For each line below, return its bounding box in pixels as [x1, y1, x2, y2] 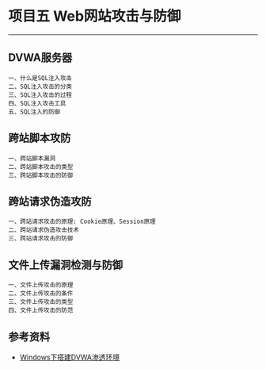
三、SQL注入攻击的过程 [8, 90, 73, 99]
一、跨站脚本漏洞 [8, 154, 56, 163]
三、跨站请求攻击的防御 [8, 235, 74, 243]
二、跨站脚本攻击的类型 [8, 163, 74, 171]
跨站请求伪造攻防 [8, 194, 92, 208]
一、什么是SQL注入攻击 [8, 74, 73, 82]
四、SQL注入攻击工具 [8, 99, 66, 107]
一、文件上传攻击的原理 [8, 281, 74, 290]
